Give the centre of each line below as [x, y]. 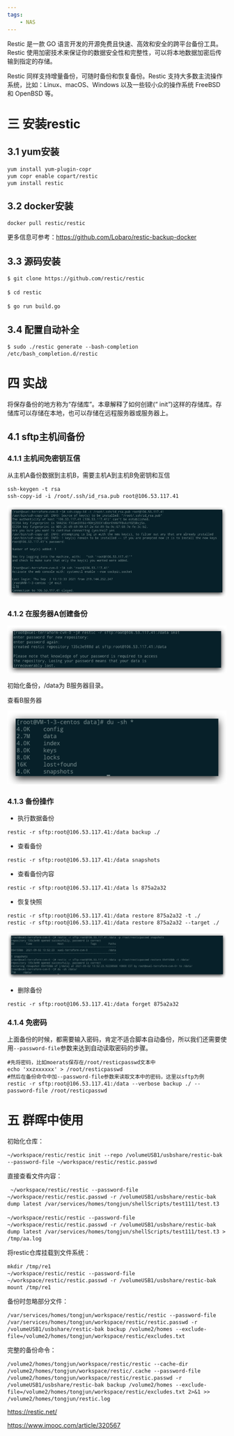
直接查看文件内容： [35, 1176]
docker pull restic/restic [46, 224]
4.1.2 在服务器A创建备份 [48, 614]
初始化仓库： [25, 1141]
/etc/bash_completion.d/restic [53, 354]
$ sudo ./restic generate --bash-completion [73, 347]
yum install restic [36, 183]
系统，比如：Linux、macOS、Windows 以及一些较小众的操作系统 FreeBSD [114, 84]
